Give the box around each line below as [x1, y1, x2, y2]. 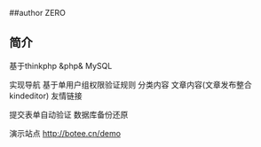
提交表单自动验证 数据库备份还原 [9, 109, 129, 120]
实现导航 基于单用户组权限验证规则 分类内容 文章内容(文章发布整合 [9, 79, 252, 89]
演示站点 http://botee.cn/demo [9, 128, 122, 138]
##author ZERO [9, 8, 67, 18]
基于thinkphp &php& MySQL [9, 60, 113, 71]
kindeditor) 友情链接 [9, 90, 83, 101]
